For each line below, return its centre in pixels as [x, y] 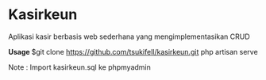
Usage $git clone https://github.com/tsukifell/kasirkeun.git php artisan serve [133, 51]
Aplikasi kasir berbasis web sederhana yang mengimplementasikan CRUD [129, 36]
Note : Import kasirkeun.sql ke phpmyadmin [79, 67]
